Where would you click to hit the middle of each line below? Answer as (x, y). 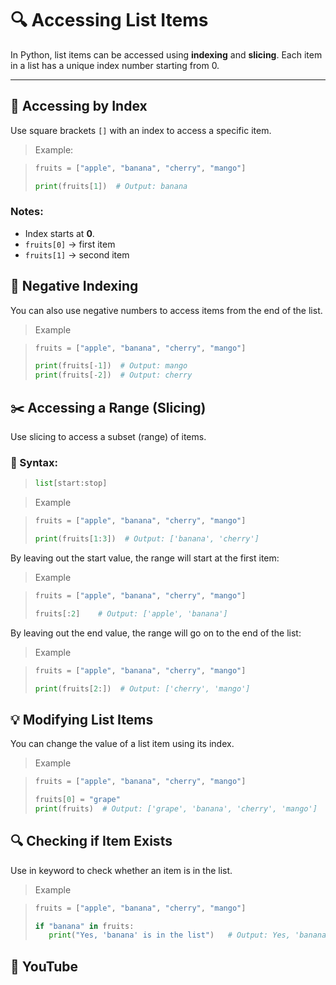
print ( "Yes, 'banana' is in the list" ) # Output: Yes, (169, 935)
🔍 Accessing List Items (109, 20)
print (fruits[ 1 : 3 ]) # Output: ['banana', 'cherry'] (147, 539)
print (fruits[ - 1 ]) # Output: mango (111, 366)
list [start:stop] (71, 483)
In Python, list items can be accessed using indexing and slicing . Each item (166, 54)
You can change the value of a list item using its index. (122, 744)
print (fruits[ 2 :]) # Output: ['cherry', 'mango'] (142, 688)
